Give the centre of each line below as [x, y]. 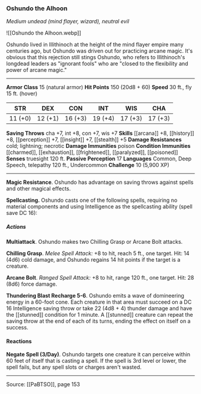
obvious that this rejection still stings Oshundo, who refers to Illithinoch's [96, 57]
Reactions [19, 341]
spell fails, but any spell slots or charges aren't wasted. [74, 367]
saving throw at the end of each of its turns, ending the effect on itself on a [98, 321]
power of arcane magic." [36, 70]
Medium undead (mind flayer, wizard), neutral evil [68, 22]
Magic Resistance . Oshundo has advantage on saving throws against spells [100, 182]
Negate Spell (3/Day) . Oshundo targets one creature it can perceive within [98, 354]
